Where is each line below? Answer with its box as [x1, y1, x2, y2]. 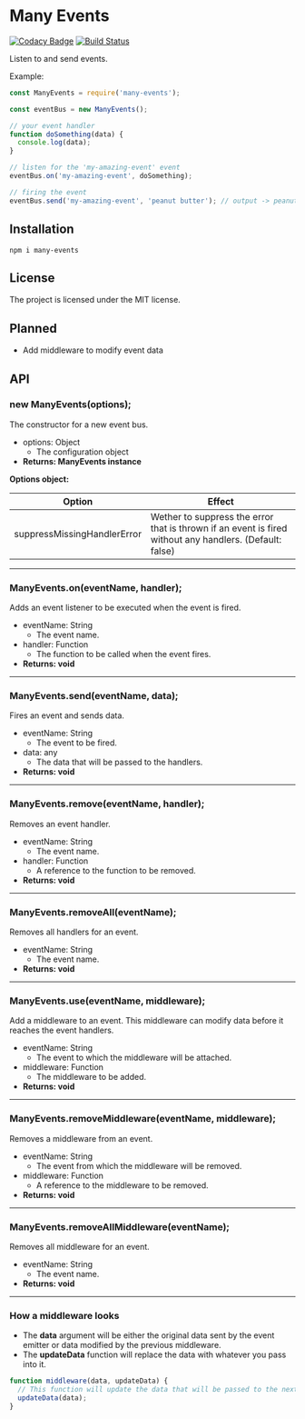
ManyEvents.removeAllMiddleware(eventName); [9, 1220, 230, 1233]
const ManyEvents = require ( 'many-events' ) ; [9, 88, 181, 97]
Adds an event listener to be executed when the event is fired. [9, 602, 241, 614]
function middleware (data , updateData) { [9, 1376, 169, 1386]
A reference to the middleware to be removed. [35, 1179, 209, 1191]
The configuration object [35, 446, 129, 457]
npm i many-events [9, 245, 79, 255]
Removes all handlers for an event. [9, 926, 139, 937]
